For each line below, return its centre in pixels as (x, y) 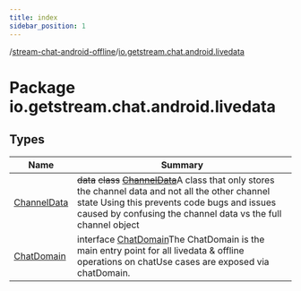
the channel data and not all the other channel (174, 191)
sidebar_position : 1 (48, 26)
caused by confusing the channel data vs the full (180, 213)
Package (43, 87)
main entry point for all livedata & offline (161, 250)
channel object (109, 225)
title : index (34, 17)
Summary (182, 165)
